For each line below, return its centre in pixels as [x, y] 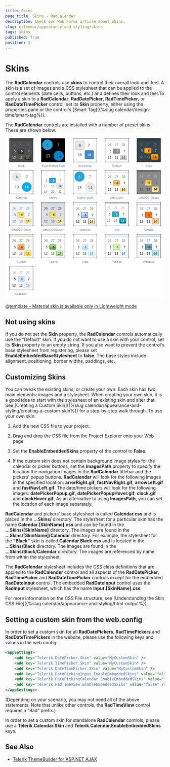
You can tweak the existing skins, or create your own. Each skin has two [80, 389]
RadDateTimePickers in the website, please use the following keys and [79, 637]
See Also [19, 747]
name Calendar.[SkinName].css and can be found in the [65, 525]
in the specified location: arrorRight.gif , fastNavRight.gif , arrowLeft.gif [88, 482]
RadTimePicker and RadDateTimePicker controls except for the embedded [84, 578]
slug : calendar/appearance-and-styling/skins [54, 27]
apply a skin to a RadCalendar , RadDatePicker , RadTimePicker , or [75, 98]
